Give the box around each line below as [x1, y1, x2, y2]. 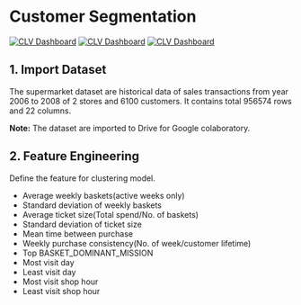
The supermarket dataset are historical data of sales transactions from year [9, 85, 289, 96]
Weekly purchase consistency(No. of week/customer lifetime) [22, 238, 252, 248]
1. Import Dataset [9, 62, 107, 77]
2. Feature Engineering [9, 148, 140, 164]
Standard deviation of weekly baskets [22, 200, 163, 211]
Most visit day [22, 256, 75, 267]
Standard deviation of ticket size [22, 219, 142, 229]
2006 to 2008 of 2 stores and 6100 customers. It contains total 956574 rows [9, 95, 292, 106]
